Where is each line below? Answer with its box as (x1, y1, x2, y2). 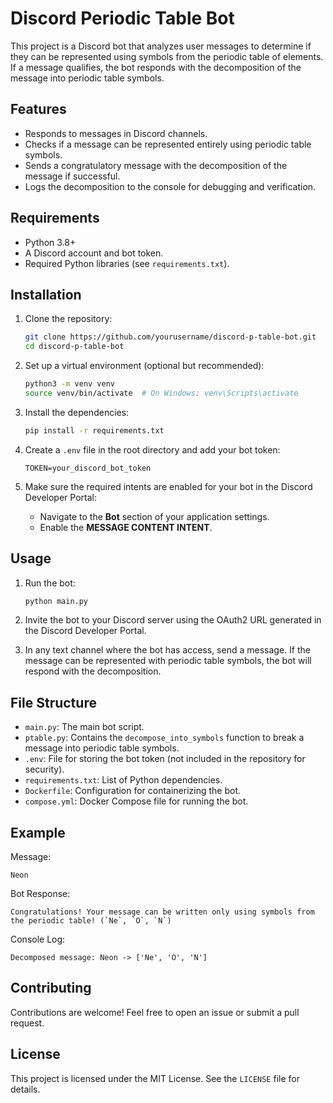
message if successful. (24, 170, 121, 182)
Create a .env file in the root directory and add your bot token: (24, 443, 281, 456)
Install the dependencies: (24, 406, 130, 418)
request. (10, 1017, 45, 1029)
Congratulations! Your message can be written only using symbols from (10, 907, 315, 917)
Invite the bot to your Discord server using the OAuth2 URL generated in (24, 614, 322, 626)
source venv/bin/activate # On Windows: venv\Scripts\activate (24, 388, 299, 398)
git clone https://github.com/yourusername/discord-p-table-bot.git (24, 332, 317, 342)
